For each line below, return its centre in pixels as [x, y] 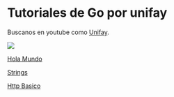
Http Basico [24, 86]
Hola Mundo [25, 59]
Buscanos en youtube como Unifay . [58, 32]
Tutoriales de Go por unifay [87, 13]
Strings [17, 72]
